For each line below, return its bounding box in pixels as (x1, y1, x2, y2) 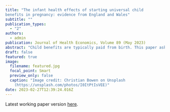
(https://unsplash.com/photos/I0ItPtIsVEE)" (14, 82, 110, 87)
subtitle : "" (5, 17, 33, 22)
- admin (10, 36, 26, 41)
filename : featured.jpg (10, 64, 60, 69)
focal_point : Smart (10, 69, 51, 74)
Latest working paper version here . (5, 101, 78, 107)
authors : (5, 31, 24, 36)
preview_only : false (10, 73, 53, 78)
